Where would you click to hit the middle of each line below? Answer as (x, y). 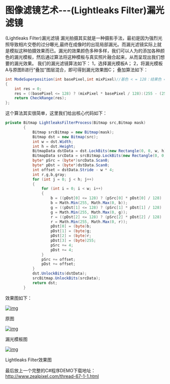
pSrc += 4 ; (62, 245)
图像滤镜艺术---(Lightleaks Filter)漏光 (85, 10)
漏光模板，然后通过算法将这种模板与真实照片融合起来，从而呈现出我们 (87, 57)
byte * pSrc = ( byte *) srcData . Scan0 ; (71, 161)
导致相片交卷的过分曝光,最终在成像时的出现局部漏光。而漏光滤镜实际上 (83, 44)
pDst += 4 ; (62, 250)
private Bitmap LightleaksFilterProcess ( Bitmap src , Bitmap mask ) (75, 123)
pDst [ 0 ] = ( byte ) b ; (71, 226)
